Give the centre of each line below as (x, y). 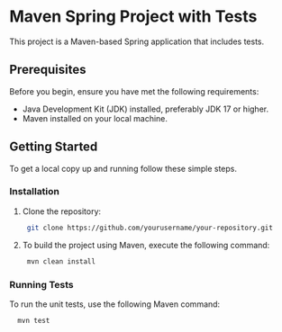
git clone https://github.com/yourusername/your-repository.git (150, 228)
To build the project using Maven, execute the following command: (146, 245)
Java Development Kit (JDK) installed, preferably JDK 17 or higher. (145, 109)
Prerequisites (48, 70)
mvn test (34, 320)
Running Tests (41, 284)
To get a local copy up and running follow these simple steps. (123, 168)
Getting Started (54, 147)
